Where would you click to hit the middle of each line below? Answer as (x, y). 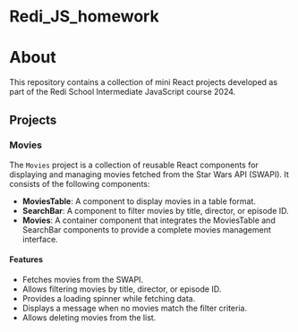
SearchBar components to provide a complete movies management (146, 229)
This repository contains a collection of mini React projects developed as (144, 82)
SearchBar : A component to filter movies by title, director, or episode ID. (155, 210)
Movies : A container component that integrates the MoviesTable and (149, 220)
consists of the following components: (80, 183)
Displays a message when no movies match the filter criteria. (135, 308)
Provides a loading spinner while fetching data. (109, 299)
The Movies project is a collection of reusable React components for (134, 165)
